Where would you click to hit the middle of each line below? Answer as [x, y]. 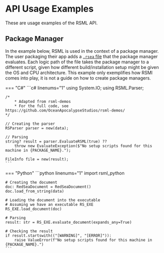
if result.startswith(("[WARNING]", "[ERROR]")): [59, 236]
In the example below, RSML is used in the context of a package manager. [82, 51]
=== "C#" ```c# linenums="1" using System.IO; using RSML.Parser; [74, 88]
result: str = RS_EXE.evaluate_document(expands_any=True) [69, 222]
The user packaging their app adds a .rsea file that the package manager [81, 56]
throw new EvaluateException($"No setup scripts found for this [83, 146]
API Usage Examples [49, 9]
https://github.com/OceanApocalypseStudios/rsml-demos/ [65, 110]
